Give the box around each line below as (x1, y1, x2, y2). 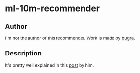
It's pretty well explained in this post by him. (5, 62, 94, 68)
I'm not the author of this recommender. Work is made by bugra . (5, 35, 135, 41)
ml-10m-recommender (5, 3, 100, 14)
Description (5, 49, 42, 57)
